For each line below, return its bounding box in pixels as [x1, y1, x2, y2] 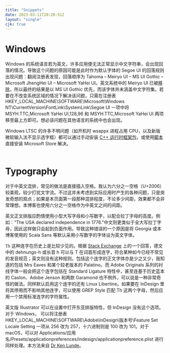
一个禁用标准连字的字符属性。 [9, 294, 72, 300]
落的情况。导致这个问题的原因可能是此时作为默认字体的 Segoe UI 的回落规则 [5, 67, 164, 74]
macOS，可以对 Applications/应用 [5, 330, 76, 336]
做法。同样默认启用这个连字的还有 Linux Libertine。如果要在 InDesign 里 [14, 281, 165, 287]
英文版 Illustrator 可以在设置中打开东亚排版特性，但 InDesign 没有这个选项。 [5, 304, 163, 310]
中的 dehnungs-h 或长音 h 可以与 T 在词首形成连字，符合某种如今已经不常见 [5, 249, 163, 255]
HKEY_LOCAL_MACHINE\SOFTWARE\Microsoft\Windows [5, 99, 125, 105]
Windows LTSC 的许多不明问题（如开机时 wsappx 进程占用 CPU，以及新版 [5, 128, 161, 134]
